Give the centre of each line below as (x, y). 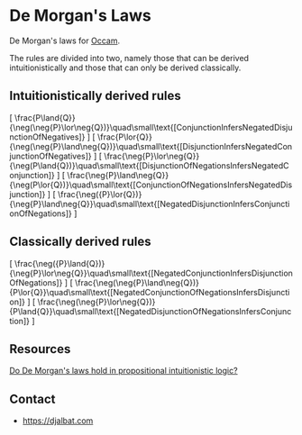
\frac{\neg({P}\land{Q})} (60, 263)
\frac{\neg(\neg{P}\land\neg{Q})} (137, 282)
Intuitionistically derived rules (96, 96)
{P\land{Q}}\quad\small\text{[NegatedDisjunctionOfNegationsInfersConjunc (151, 311)
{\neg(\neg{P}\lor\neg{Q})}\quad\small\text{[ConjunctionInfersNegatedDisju (151, 127)
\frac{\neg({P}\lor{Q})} (100, 194)
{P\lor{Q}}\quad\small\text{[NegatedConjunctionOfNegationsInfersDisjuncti (150, 292)
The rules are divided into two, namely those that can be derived (129, 58)
